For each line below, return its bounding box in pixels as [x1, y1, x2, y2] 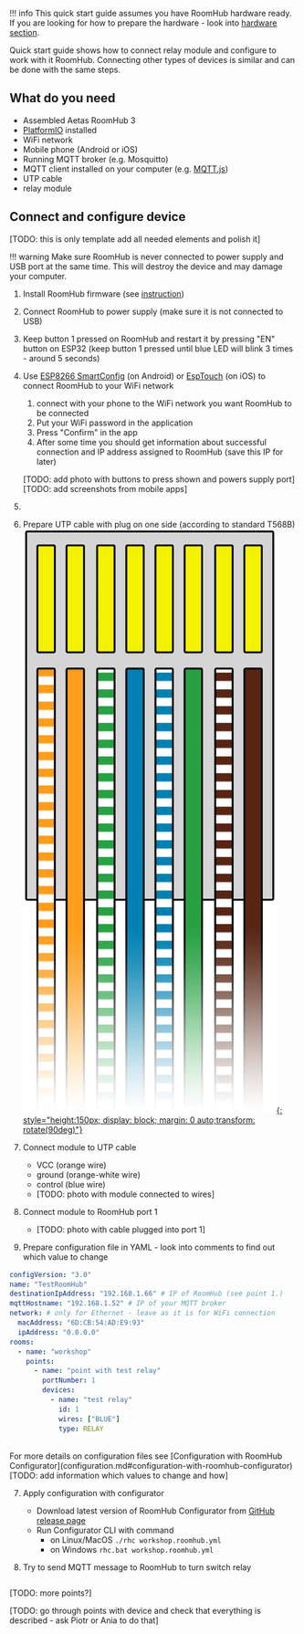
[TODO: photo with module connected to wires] [36, 1189, 215, 1199]
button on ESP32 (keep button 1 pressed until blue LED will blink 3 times [22, 342, 294, 354]
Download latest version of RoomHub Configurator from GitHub [36, 1505, 276, 1516]
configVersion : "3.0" [9, 1270, 92, 1279]
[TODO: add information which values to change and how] [9, 1470, 228, 1481]
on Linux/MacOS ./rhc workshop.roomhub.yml [49, 1534, 222, 1545]
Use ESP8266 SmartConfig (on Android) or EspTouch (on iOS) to [22, 370, 267, 382]
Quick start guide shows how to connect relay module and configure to [9, 45, 277, 56]
